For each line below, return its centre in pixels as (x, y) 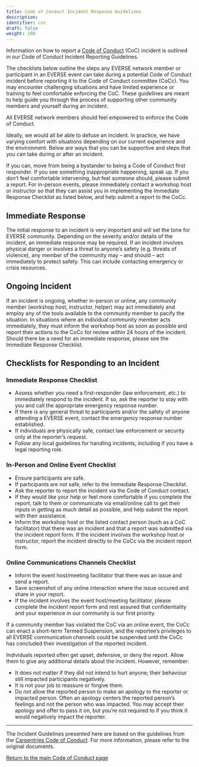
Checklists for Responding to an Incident (83, 363)
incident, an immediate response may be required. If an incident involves (95, 242)
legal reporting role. (39, 450)
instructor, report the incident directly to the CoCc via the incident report (103, 541)
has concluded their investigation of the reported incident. (77, 644)
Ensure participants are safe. (50, 478)
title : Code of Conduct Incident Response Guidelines (74, 12)
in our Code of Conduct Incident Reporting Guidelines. (73, 57)
